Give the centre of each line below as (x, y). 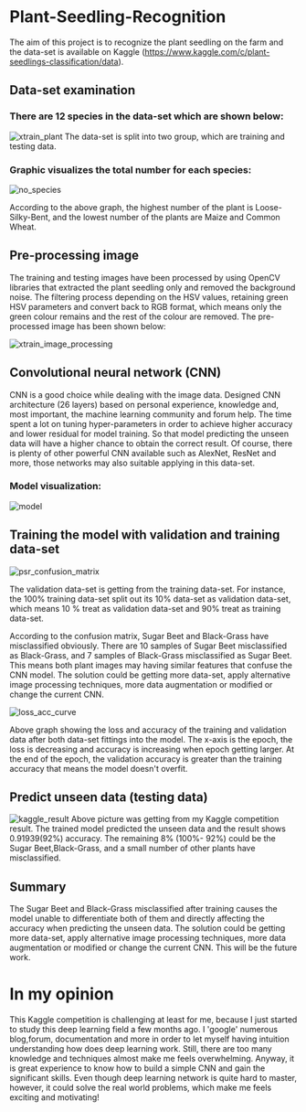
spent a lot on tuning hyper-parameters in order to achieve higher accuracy (151, 423)
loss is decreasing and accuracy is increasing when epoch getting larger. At (152, 749)
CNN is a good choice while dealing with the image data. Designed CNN (145, 394)
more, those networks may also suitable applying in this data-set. (132, 463)
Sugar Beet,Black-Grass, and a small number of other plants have (132, 849)
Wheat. (23, 227)
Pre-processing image (74, 256)
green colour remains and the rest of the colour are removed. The (133, 316)
